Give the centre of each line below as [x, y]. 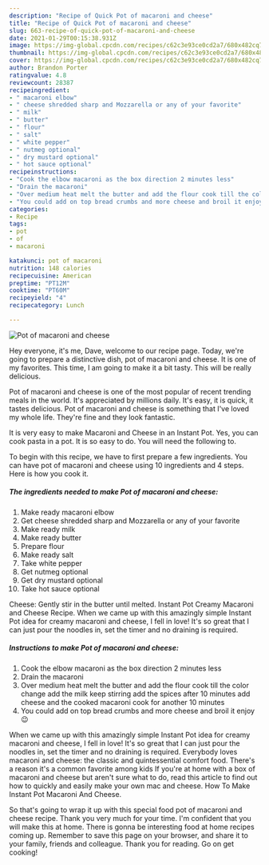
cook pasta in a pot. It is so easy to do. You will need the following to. [123, 441]
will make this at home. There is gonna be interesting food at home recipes [132, 827]
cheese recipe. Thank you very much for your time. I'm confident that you [131, 818]
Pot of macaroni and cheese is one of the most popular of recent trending [130, 391]
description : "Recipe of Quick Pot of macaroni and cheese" [111, 16]
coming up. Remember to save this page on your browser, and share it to [129, 835]
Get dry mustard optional [61, 580]
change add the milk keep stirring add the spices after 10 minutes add [135, 694]
